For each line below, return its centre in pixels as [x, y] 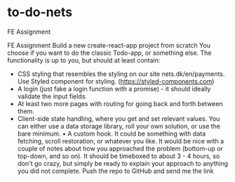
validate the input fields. [52, 96]
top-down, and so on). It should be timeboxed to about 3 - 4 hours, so [119, 156]
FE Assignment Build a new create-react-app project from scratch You [109, 45]
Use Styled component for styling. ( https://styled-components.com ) [116, 81]
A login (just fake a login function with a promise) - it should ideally [114, 89]
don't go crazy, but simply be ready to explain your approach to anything [123, 163]
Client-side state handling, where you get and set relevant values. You [119, 118]
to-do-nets [40, 12]
